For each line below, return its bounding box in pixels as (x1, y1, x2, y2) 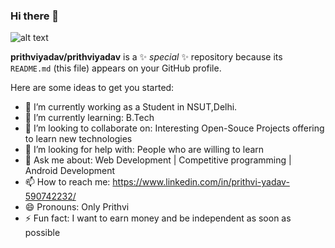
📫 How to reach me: (24, 176, 111, 188)
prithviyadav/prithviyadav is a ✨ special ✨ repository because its (10, 51, 283, 63)
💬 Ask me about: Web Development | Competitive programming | (24, 154, 292, 166)
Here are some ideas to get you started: (10, 82, 175, 94)
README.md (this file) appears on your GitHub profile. (10, 62, 222, 74)
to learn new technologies (24, 133, 133, 145)
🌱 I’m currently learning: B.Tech (24, 112, 155, 124)
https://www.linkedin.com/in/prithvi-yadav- (112, 176, 290, 188)
